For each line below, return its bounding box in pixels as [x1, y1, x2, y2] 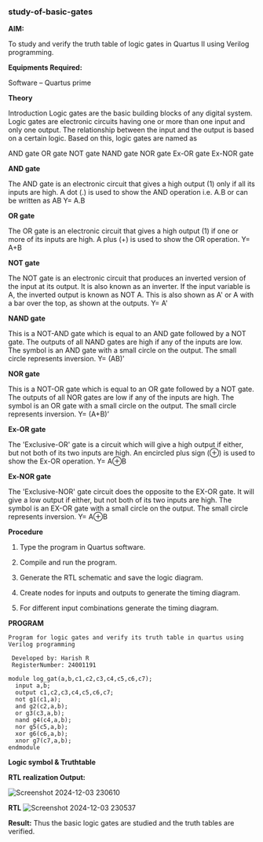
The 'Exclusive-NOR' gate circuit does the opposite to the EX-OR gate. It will [8, 487, 255, 496]
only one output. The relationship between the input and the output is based [8, 125, 254, 135]
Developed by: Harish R [11, 654, 89, 662]
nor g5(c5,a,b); [15, 723, 68, 731]
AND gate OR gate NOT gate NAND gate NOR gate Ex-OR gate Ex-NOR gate [8, 148, 254, 159]
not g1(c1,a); [15, 696, 61, 704]
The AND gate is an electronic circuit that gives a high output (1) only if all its [8, 179, 255, 189]
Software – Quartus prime [8, 78, 92, 88]
